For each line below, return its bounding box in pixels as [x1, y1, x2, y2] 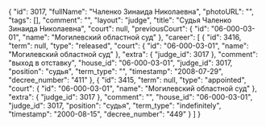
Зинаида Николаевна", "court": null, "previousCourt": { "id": [8, 24, 210, 33]
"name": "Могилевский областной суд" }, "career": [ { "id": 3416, [22, 32, 242, 42]
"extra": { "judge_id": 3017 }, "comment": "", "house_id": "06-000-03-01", [8, 92, 253, 101]
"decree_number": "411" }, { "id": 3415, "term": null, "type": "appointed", [8, 76, 247, 84]
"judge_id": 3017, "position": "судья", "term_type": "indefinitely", [8, 100, 222, 110]
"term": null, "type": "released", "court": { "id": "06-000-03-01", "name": [8, 41, 249, 51]
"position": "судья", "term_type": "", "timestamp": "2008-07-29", [8, 67, 224, 76]
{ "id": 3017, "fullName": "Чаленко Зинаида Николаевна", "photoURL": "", [8, 7, 254, 16]
